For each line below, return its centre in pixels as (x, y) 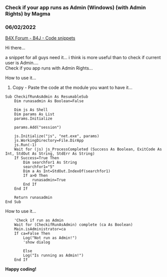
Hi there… (15, 48)
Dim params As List (34, 114)
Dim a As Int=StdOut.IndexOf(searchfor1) (67, 171)
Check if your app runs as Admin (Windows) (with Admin (75, 8)
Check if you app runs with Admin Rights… (49, 68)
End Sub (13, 202)
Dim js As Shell (31, 110)
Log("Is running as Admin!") (53, 255)
